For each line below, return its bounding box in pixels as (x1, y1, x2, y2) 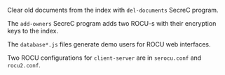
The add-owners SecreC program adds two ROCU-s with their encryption (7, 19, 217, 27)
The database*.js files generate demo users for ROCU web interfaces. (7, 40, 212, 48)
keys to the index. (7, 27, 58, 35)
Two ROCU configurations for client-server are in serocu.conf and (7, 53, 202, 62)
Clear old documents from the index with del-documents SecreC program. (7, 6, 219, 14)
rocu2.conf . (7, 61, 41, 69)
